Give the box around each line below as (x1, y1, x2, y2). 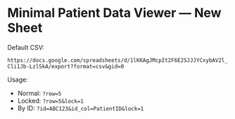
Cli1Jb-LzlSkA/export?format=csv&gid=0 (7, 63, 125, 70)
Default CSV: (7, 43, 44, 51)
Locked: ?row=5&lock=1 (17, 96, 84, 105)
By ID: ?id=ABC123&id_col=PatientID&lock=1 (17, 104, 144, 112)
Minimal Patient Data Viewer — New (7, 5, 222, 21)
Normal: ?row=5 (17, 89, 62, 97)
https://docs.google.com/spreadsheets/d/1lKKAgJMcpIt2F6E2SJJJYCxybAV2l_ (7, 56, 229, 64)
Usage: (7, 75, 28, 84)
